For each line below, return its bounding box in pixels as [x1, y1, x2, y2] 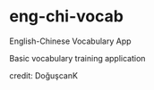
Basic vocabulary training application [9, 53, 146, 63]
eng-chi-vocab [9, 6, 124, 27]
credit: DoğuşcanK [9, 70, 79, 81]
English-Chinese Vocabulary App [9, 36, 132, 46]
